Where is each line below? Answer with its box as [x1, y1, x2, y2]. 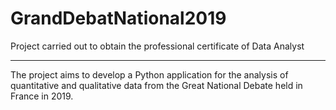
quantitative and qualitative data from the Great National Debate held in [10, 79, 303, 91]
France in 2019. [10, 90, 74, 102]
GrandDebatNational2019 [10, 7, 227, 30]
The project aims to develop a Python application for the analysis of [10, 68, 289, 81]
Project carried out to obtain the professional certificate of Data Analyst [10, 40, 305, 52]
